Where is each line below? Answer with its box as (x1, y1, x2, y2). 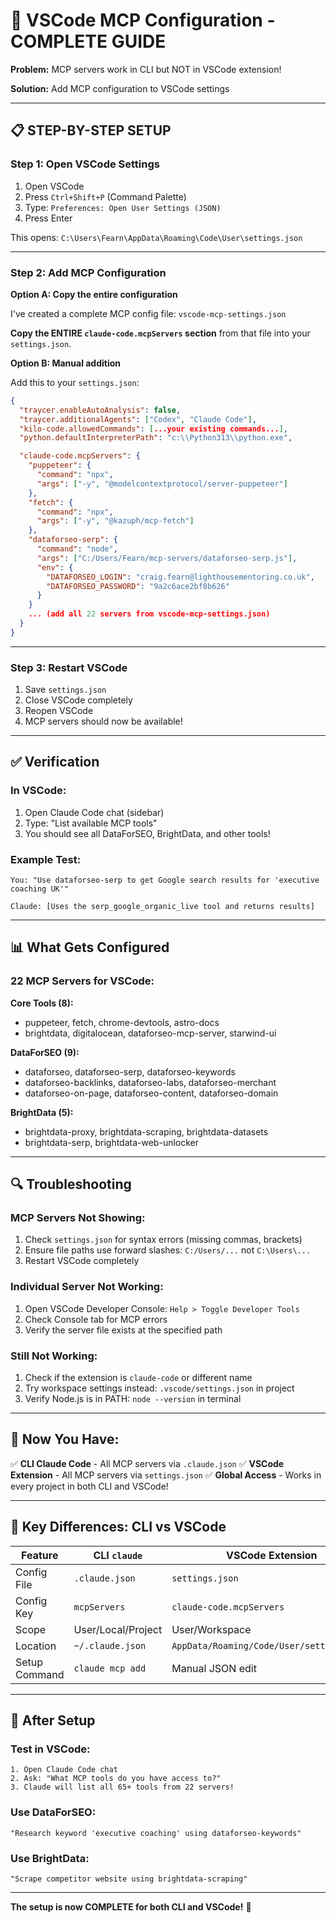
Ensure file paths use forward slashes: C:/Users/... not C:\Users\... (24, 1244, 312, 1256)
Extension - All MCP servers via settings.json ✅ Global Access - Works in (10, 1469, 322, 1481)
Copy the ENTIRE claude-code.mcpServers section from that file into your (10, 327, 311, 339)
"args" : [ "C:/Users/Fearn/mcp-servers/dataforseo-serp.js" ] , (36, 553, 298, 563)
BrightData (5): (10, 1106, 74, 1118)
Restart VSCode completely (24, 1255, 140, 1267)
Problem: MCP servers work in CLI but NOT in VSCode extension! (10, 63, 282, 75)
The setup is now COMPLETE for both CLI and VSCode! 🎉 (10, 1900, 252, 1913)
